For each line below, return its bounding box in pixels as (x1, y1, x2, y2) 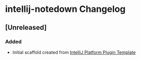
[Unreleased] (5, 23, 47, 32)
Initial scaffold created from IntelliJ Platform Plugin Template (12, 49, 136, 55)
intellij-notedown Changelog (5, 3, 126, 15)
